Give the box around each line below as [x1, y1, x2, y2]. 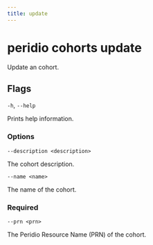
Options [7, 132, 35, 142]
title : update [7, 10, 48, 17]
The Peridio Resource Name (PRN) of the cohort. [7, 230, 147, 239]
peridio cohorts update [7, 39, 142, 55]
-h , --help [7, 101, 36, 109]
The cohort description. [7, 160, 75, 168]
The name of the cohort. [7, 185, 77, 194]
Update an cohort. [7, 63, 60, 71]
